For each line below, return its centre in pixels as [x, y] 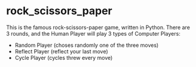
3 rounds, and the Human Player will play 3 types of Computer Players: [93, 33]
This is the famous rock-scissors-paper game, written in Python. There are [98, 27]
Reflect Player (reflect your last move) [62, 51]
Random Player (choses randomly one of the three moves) [87, 45]
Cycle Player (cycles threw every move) [64, 58]
